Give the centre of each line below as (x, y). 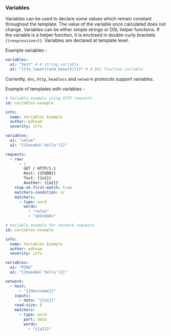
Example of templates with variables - (45, 89)
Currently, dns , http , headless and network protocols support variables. (80, 79)
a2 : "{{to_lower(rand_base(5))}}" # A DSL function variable (77, 69)
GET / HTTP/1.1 (40, 169)
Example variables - (26, 51)
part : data (35, 319)
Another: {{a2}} (41, 183)
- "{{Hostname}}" (37, 291)
